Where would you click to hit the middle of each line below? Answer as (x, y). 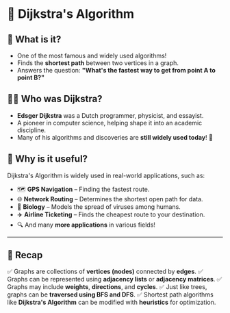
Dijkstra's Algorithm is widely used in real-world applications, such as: (106, 175)
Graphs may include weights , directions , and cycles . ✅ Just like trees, (107, 287)
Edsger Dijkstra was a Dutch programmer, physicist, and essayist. (110, 115)
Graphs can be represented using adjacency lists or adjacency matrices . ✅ (115, 279)
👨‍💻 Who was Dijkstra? (55, 99)
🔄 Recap (25, 255)
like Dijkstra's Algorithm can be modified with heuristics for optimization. (112, 302)
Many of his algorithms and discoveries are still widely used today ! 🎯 (115, 137)
